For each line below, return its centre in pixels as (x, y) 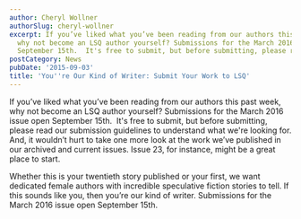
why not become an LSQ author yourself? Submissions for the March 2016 (146, 111)
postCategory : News (46, 59)
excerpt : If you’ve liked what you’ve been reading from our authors (142, 34)
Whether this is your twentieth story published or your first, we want (135, 176)
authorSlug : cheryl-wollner (62, 26)
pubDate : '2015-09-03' (52, 68)
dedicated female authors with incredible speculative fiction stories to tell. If (149, 186)
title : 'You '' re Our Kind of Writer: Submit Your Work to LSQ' (130, 76)
